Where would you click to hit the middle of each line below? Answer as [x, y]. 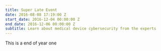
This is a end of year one [31, 43]
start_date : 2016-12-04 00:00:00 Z [43, 19]
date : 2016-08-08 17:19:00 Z [36, 15]
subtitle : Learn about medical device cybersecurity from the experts [81, 29]
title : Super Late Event [31, 10]
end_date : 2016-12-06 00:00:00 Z [40, 24]
